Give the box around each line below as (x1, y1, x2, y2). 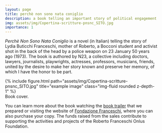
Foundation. (5, 123, 29, 129)
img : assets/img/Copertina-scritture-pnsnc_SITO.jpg (5, 20, 114, 26)
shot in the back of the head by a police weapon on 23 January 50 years (5, 49, 150, 54)
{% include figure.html (5, 78, 50, 84)
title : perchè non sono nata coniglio (5, 12, 83, 16)
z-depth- (136, 83, 155, 89)
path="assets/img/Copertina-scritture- (50, 78, 128, 84)
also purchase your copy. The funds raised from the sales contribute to (5, 113, 147, 119)
